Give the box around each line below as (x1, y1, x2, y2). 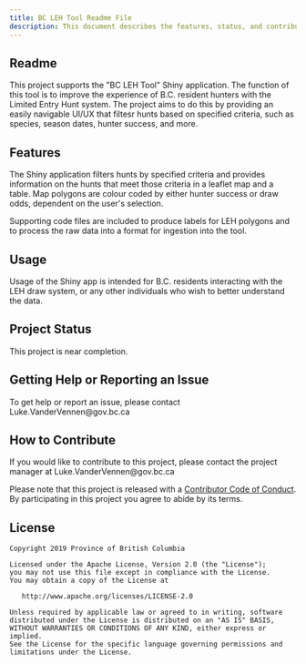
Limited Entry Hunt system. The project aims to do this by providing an (9, 99, 274, 110)
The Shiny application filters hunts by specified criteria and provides (9, 169, 266, 180)
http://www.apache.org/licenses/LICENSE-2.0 (21, 592, 194, 601)
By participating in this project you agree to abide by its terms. (9, 494, 243, 505)
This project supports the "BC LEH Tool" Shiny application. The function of (9, 79, 290, 91)
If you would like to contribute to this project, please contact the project (9, 456, 278, 467)
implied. (9, 632, 43, 641)
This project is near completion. (9, 345, 128, 356)
